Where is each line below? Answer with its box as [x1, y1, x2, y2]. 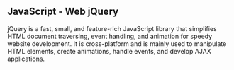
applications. [7, 54, 45, 63]
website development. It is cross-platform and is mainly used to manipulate [7, 39, 227, 48]
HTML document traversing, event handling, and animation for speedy [7, 32, 213, 40]
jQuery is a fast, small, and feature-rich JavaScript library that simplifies [7, 24, 218, 33]
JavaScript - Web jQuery [7, 6, 119, 18]
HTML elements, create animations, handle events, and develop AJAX [7, 47, 211, 55]
